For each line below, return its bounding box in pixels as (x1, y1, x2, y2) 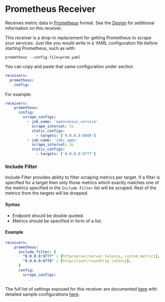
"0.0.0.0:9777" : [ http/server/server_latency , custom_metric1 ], (23, 254, 161, 259)
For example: (5, 91, 32, 97)
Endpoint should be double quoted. (12, 212, 84, 218)
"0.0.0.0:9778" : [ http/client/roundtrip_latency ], (23, 258, 132, 263)
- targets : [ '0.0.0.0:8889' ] (36, 133, 96, 138)
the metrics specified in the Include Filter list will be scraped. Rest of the (5, 185, 157, 191)
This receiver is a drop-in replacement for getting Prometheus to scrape (5, 35, 152, 41)
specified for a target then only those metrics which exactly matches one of (5, 180, 159, 186)
